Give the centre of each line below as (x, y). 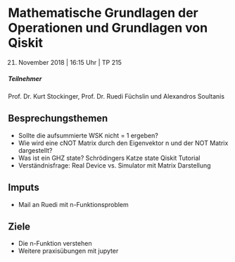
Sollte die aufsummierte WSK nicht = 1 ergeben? (88, 135)
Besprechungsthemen (58, 119)
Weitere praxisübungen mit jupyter (68, 251)
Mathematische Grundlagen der (103, 13)
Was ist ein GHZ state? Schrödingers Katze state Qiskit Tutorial (109, 158)
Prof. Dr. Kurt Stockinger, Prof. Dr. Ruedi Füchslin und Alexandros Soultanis (116, 96)
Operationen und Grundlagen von (108, 28)
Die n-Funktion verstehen (55, 244)
